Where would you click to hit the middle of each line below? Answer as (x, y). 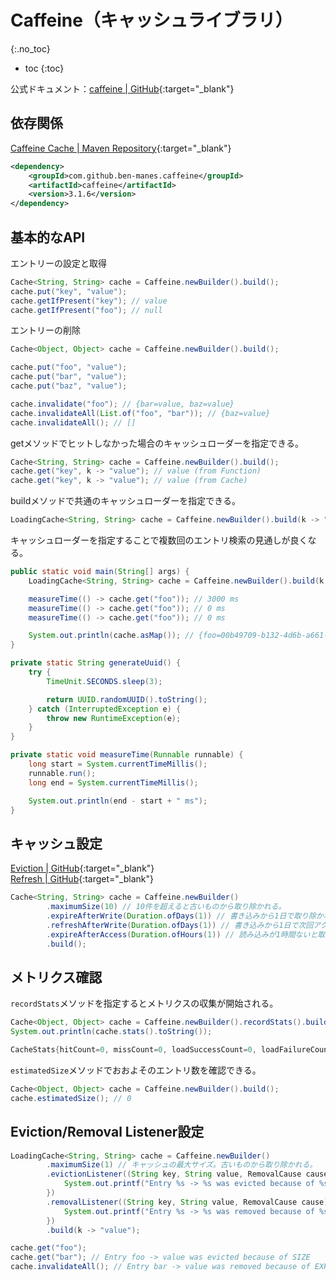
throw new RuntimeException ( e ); (114, 718)
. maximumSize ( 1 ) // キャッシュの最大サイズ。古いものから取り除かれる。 (182, 1165)
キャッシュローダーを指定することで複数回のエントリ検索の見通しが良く (159, 540)
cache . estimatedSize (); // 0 (71, 1098)
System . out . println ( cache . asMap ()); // (111, 636)
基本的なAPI (48, 237)
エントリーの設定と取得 (58, 263)
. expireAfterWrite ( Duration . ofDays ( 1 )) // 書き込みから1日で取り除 (181, 916)
